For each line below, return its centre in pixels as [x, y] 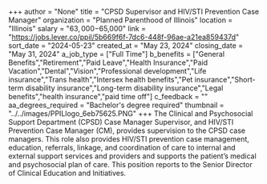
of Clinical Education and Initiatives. [67, 173]
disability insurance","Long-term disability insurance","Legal [124, 88]
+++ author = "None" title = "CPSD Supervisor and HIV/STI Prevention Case [133, 12]
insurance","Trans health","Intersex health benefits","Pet [101, 80]
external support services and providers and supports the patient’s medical [132, 156]
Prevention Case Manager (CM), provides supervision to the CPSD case [127, 130]
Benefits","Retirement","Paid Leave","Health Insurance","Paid [108, 62]
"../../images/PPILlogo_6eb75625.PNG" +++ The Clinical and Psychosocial [131, 114]
